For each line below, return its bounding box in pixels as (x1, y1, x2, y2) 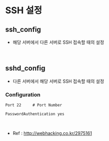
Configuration (5, 91, 41, 98)
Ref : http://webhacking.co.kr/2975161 (12, 130, 92, 136)
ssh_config (5, 25, 42, 33)
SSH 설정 (5, 5, 42, 16)
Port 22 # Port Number (5, 102, 62, 108)
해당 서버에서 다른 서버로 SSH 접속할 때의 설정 (12, 39, 104, 45)
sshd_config (5, 64, 46, 73)
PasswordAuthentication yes (5, 112, 65, 117)
